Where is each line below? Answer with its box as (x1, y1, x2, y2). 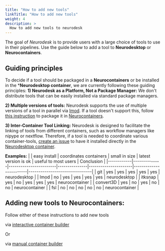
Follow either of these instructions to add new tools (5, 212, 109, 218)
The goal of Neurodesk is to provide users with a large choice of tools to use (5, 39, 161, 45)
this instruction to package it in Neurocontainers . (5, 113, 104, 119)
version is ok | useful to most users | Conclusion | (5, 158, 106, 164)
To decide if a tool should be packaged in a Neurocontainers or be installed (5, 77, 159, 83)
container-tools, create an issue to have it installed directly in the (5, 138, 136, 144)
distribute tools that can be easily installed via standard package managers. (5, 92, 159, 99)
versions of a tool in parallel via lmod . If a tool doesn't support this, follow (5, 107, 154, 114)
